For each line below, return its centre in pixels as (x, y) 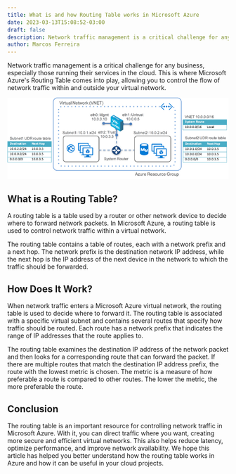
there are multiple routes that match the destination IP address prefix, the (113, 364)
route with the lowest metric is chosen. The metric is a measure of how (110, 372)
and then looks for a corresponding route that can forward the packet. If (111, 357)
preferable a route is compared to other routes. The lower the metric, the (112, 379)
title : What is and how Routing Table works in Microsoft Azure (103, 15)
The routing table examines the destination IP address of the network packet (118, 350)
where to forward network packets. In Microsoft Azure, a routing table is (111, 223)
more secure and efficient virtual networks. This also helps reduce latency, (115, 441)
